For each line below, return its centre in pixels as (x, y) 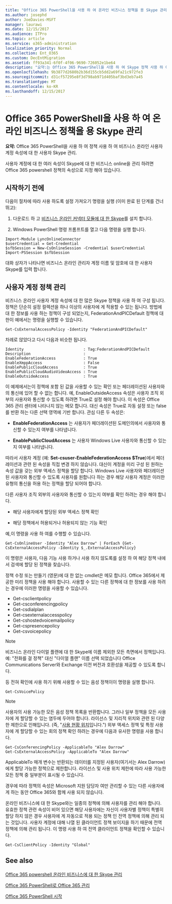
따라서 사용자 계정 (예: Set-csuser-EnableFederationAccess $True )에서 (80, 458)
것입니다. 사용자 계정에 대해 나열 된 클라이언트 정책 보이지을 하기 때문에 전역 (86, 822)
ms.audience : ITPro (26, 34)
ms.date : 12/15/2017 (27, 29)
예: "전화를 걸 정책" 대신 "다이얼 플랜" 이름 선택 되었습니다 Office (70, 658)
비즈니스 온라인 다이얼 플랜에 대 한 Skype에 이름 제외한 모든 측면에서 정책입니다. (85, 652)
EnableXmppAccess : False (52, 363)
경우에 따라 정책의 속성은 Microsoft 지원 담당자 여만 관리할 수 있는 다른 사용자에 (85, 786)
